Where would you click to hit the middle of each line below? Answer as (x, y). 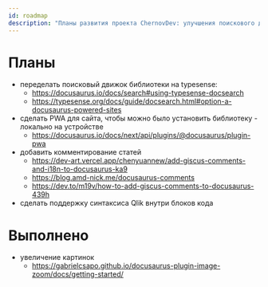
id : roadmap (28, 16)
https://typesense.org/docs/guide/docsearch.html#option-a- (132, 101)
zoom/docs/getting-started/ (77, 274)
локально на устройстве (61, 127)
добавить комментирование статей (81, 152)
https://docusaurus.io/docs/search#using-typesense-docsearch (138, 93)
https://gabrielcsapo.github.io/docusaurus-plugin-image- (126, 266)
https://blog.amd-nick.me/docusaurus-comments (113, 178)
